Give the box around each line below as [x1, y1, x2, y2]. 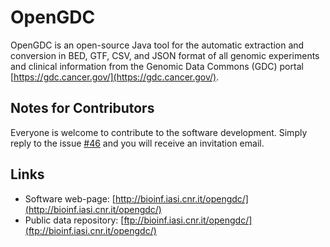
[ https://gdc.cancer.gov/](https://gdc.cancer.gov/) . [10, 71, 220, 83]
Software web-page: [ [24, 192, 116, 205]
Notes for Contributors [10, 100, 155, 117]
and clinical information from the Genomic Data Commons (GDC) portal [10, 60, 304, 72]
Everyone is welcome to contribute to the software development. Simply [10, 126, 308, 138]
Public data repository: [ [24, 214, 125, 226]
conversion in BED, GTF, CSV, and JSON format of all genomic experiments [10, 49, 320, 61]
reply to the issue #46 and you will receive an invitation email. [10, 137, 265, 149]
